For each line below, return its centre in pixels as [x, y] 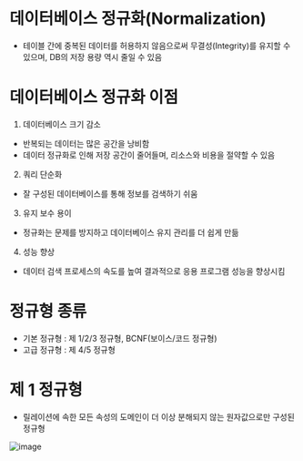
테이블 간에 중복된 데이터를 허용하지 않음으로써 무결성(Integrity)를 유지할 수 [157, 46]
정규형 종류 [48, 312]
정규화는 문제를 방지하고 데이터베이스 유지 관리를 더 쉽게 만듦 [131, 232]
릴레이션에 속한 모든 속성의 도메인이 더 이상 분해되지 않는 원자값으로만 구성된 [159, 416]
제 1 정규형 [46, 390]
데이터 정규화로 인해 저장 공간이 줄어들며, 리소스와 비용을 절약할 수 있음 [149, 155]
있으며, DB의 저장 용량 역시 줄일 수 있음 [92, 56]
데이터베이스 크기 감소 [62, 124]
